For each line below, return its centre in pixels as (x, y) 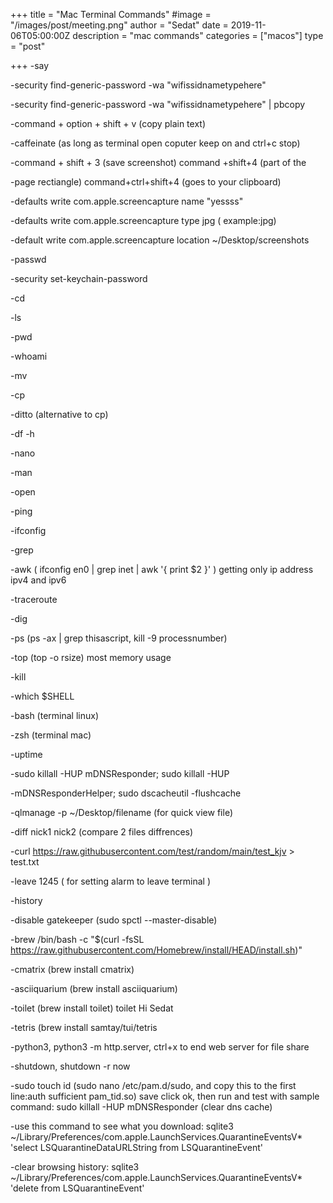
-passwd (28, 259)
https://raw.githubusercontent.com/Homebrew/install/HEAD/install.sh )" (156, 950)
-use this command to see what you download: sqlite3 (122, 1126)
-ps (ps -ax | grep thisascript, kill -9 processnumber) (119, 638)
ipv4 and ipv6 (38, 580)
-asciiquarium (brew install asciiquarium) (94, 988)
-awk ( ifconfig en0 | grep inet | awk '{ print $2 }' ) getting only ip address (162, 569)
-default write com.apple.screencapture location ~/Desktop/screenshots (160, 240)
